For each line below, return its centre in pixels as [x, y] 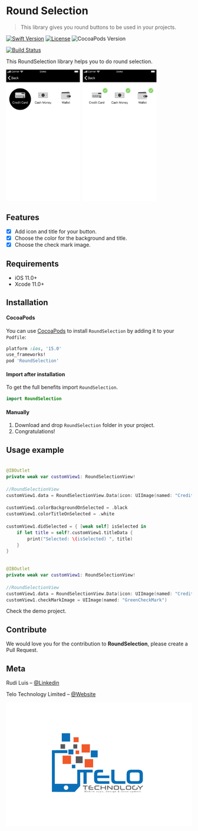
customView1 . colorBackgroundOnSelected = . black [67, 508]
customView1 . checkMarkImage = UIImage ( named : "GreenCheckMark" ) [87, 600]
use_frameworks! [26, 355]
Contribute [27, 629]
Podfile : [16, 337]
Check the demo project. [36, 611]
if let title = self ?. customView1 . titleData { [75, 532]
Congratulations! [35, 432]
